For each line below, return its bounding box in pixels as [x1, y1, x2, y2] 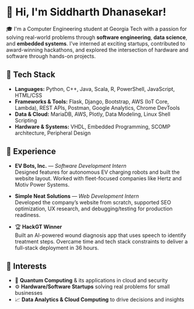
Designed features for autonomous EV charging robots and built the [14, 168, 180, 175]
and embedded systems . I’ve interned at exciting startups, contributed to [6, 40, 185, 47]
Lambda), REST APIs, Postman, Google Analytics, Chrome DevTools [14, 104, 180, 111]
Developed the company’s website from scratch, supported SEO [14, 199, 172, 206]
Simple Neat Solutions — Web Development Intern [14, 192, 139, 200]
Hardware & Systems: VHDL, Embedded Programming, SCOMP [14, 123, 170, 130]
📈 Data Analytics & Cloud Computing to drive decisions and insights [14, 296, 185, 303]
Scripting [14, 116, 37, 123]
